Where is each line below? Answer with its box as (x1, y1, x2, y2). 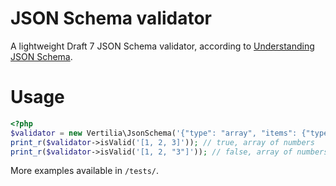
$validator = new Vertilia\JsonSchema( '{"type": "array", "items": (10, 128, 298, 138)
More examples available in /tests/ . (10, 165, 160, 177)
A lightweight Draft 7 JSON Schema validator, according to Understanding (10, 40, 315, 52)
